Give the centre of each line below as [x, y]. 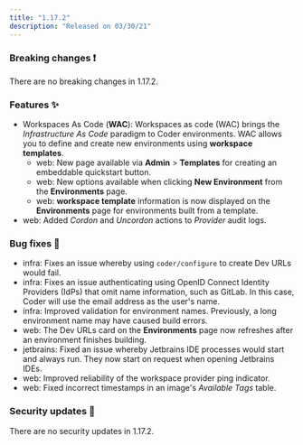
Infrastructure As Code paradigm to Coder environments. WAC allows [152, 134]
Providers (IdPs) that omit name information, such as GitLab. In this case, [158, 292]
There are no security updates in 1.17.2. [82, 431]
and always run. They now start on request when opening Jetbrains [148, 359]
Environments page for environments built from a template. [147, 211]
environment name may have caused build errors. [115, 320]
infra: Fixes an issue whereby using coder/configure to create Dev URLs [157, 264]
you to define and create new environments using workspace [137, 144]
